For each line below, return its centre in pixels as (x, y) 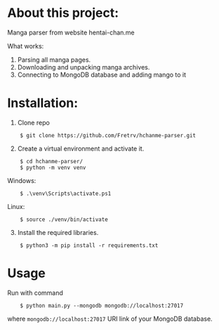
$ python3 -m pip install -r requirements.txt (89, 245)
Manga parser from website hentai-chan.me (71, 32)
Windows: (22, 180)
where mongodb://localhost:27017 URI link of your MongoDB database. (110, 319)
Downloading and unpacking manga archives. (84, 67)
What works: (26, 46)
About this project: (63, 13)
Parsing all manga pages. (54, 59)
